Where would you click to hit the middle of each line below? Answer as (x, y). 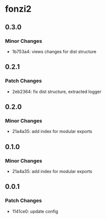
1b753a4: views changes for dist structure (54, 51)
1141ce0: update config (35, 211)
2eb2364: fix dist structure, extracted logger (57, 91)
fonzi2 (18, 9)
